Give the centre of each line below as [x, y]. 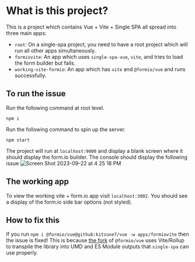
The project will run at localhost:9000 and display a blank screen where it [95, 151]
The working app [37, 182]
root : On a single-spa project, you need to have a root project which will [101, 44]
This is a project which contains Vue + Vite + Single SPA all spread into [91, 27]
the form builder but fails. [45, 63]
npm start [18, 140]
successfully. [30, 75]
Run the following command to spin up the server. [66, 129]
